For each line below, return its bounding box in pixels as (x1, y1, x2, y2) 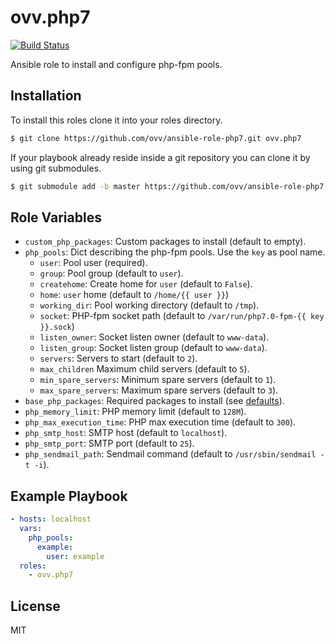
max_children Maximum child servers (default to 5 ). (39, 363, 250, 375)
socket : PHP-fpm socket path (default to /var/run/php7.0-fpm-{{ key (39, 310, 325, 322)
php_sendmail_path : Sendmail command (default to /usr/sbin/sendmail (24, 448, 317, 460)
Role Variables (10, 209, 102, 226)
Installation (10, 87, 82, 105)
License (10, 597, 61, 615)
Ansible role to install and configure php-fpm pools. (10, 58, 223, 70)
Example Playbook (10, 487, 128, 505)
